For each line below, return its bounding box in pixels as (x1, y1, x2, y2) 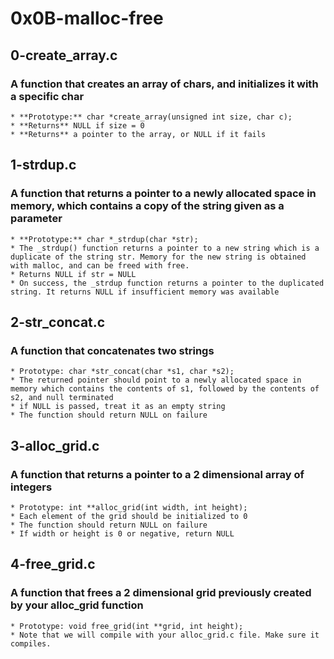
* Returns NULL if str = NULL (10, 269, 137, 279)
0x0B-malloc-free (10, 7, 164, 30)
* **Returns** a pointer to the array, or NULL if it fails (10, 129, 267, 139)
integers (10, 480, 53, 494)
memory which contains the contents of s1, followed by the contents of (10, 384, 320, 394)
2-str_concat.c (10, 313, 106, 331)
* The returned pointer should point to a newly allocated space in (10, 375, 302, 386)
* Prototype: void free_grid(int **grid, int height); (10, 621, 244, 631)
